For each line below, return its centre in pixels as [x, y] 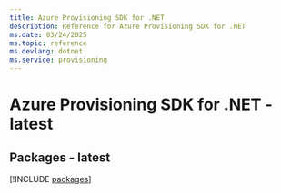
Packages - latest [60, 157]
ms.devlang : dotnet [46, 52]
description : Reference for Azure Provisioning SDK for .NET [128, 26]
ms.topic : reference [49, 43]
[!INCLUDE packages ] [50, 179]
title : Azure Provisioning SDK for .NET [87, 18]
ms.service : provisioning [58, 60]
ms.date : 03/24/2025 [49, 34]
